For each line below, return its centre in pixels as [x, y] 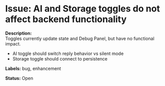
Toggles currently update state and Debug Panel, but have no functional [80, 38]
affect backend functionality [66, 19]
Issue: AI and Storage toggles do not [82, 9]
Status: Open [19, 78]
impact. [13, 43]
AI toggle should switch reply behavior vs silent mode [68, 53]
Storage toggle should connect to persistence [60, 58]
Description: [18, 33]
